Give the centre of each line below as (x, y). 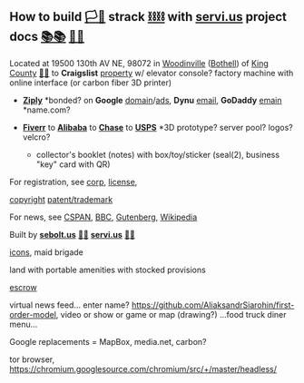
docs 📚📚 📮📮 (47, 37)
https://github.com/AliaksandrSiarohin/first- (213, 305)
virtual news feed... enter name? (69, 305)
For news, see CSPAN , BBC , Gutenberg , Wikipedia (103, 217)
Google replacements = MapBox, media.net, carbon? (108, 341)
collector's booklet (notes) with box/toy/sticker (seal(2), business (157, 154)
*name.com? (46, 110)
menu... (24, 324)
